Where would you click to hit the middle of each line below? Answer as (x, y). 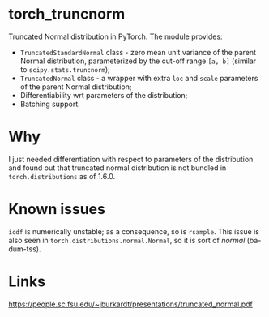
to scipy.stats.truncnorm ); (65, 69)
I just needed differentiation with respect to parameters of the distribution (131, 159)
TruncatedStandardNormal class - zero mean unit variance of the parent (138, 52)
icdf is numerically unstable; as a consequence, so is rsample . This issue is (134, 231)
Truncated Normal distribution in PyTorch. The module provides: (115, 36)
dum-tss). (25, 249)
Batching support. (50, 104)
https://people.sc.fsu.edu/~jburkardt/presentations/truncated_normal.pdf (131, 304)
